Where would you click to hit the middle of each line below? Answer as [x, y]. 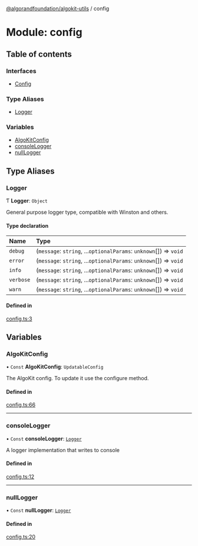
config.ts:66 [21, 405]
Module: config [44, 32]
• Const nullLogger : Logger [39, 511]
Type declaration [27, 225]
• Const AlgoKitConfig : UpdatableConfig [55, 367]
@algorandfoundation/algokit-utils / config [58, 9]
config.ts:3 [19, 319]
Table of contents [39, 54]
